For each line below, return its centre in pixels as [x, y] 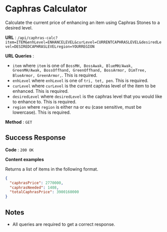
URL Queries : [20, 56]
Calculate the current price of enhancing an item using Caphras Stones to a [83, 22]
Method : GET [19, 122]
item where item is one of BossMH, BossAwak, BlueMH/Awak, [73, 65]
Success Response [35, 138]
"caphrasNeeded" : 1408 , [34, 188]
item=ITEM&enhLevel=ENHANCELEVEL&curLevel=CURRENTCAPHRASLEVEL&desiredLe [83, 42]
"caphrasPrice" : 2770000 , [37, 183]
